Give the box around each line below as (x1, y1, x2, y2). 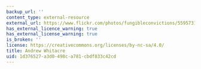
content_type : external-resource (6, 14, 90, 20)
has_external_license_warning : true (6, 31, 98, 37)
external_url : (6, 20, 42, 26)
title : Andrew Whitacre (6, 48, 66, 54)
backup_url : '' (6, 8, 44, 15)
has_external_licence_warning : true (6, 25, 98, 32)
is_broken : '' (6, 37, 42, 43)
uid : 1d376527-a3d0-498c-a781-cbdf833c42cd (6, 53, 117, 59)
